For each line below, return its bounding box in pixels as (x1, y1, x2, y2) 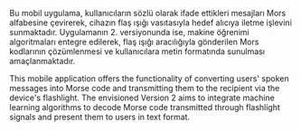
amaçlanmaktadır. (9, 56, 76, 66)
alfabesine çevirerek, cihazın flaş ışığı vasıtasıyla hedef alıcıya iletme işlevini (9, 17, 292, 28)
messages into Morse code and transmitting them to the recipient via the (9, 83, 280, 93)
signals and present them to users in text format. (9, 112, 191, 122)
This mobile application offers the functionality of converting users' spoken (9, 73, 289, 84)
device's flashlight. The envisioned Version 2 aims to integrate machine (9, 92, 276, 103)
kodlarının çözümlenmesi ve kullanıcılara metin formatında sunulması (9, 46, 265, 57)
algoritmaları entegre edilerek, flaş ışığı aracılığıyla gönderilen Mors (9, 36, 259, 47)
